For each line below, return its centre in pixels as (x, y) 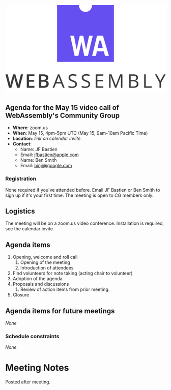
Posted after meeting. (28, 382)
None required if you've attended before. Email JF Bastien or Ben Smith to (83, 190)
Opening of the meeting (45, 262)
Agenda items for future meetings (60, 311)
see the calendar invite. (30, 229)
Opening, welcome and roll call (45, 257)
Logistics (20, 211)
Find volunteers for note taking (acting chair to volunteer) (73, 273)
